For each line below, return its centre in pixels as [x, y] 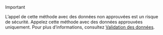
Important [15, 7]
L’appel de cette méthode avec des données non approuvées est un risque [82, 17]
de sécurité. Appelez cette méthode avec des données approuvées [74, 22]
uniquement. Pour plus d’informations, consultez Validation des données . [80, 27]
